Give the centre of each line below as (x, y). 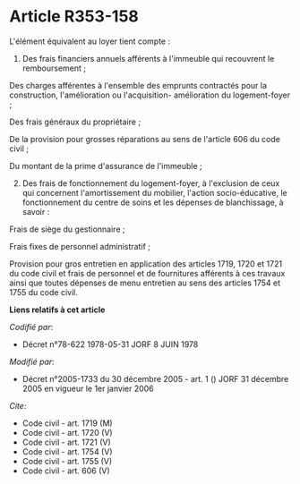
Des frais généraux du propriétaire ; (75, 122)
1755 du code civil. (43, 292)
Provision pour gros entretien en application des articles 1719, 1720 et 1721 (146, 263)
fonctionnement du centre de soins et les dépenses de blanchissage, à (153, 202)
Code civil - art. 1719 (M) (68, 423)
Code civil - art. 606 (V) (66, 471)
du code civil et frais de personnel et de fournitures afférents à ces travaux (147, 273)
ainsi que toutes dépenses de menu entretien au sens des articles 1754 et (145, 283)
